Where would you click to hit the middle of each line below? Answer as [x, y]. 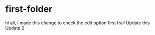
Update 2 [15, 28]
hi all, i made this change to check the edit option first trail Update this [77, 23]
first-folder [29, 9]
